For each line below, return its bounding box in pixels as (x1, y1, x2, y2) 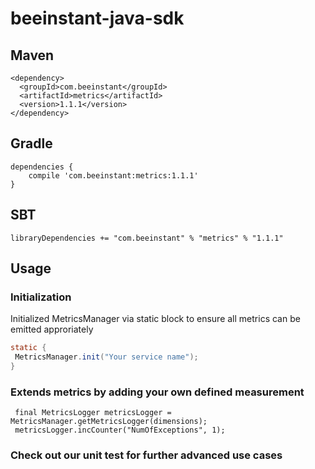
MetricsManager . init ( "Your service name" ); (14, 352, 199, 362)
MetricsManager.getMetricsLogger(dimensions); (10, 417, 208, 427)
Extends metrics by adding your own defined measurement (10, 385, 305, 399)
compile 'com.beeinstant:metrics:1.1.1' (28, 170, 199, 181)
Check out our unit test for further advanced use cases (10, 448, 283, 462)
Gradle (10, 135, 53, 152)
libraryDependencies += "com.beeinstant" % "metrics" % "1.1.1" (10, 233, 284, 243)
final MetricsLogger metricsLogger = (14, 408, 172, 418)
